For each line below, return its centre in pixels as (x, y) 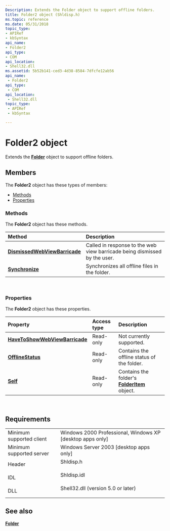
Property (19, 325)
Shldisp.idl (73, 475)
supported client (27, 439)
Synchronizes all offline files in (122, 266)
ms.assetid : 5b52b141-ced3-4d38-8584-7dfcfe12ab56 (60, 71)
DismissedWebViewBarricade (44, 251)
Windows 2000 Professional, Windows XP (111, 433)
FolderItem (132, 384)
